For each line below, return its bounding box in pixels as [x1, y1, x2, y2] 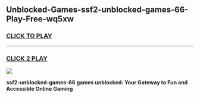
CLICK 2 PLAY [6, 54, 48, 62]
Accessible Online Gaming [6, 85, 73, 92]
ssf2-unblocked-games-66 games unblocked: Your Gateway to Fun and [6, 78, 188, 86]
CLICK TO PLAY [6, 32, 52, 40]
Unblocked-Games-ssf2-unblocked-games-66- [6, 5, 189, 15]
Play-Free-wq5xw [6, 14, 74, 24]
